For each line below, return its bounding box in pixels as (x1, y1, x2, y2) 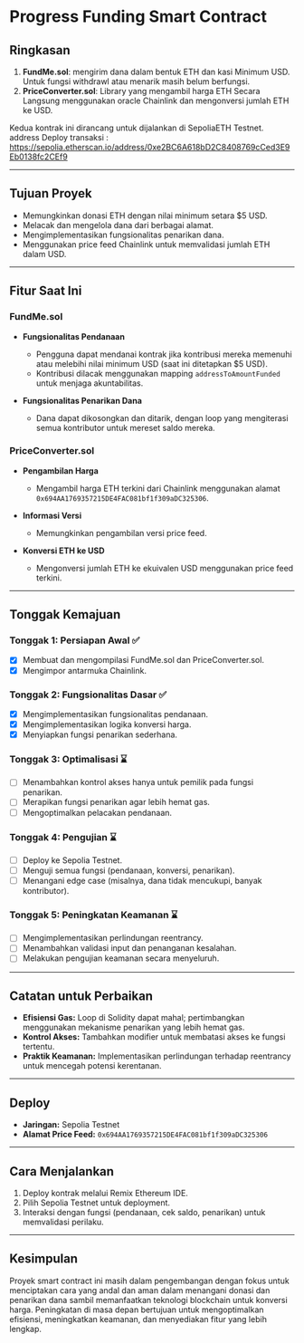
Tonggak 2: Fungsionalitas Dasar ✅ (9, 688, 167, 701)
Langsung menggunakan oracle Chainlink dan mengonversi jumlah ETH (22, 95, 290, 106)
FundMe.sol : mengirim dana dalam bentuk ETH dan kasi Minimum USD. (22, 66, 290, 77)
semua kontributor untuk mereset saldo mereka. (35, 422, 215, 433)
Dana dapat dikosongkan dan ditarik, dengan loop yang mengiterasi (35, 412, 289, 423)
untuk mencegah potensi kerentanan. (22, 1060, 162, 1071)
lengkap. (9, 1323, 43, 1334)
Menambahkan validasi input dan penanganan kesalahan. (22, 943, 237, 954)
